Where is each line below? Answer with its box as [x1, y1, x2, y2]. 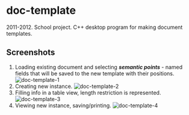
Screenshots [6, 48, 55, 58]
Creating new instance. [14, 82, 73, 90]
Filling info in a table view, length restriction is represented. [14, 89, 161, 96]
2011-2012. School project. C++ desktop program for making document [6, 23, 183, 31]
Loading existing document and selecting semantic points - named [14, 63, 183, 70]
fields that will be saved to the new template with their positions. [14, 70, 175, 77]
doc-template [6, 4, 76, 17]
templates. [6, 30, 33, 37]
